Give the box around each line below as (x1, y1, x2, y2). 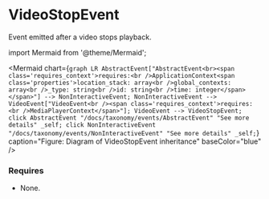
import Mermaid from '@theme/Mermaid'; (8, 47, 147, 57)
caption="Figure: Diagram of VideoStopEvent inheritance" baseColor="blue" (8, 136, 262, 146)
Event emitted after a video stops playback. (8, 32, 152, 42)
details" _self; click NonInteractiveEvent (8, 120, 157, 129)
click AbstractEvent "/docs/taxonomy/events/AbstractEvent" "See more (8, 114, 250, 122)
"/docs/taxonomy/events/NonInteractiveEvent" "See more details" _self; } (8, 128, 259, 137)
